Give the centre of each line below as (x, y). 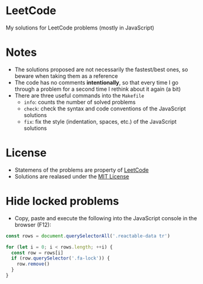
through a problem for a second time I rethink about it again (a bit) (98, 89)
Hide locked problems (62, 201)
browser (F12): (33, 225)
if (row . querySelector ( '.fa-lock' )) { (61, 258)
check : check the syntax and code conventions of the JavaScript (105, 109)
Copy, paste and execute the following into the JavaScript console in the (106, 218)
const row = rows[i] (37, 253)
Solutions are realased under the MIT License (72, 176)
